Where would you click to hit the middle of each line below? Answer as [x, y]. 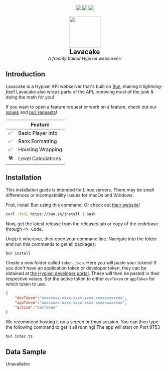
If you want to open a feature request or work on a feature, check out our [81, 107]
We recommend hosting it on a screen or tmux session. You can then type [82, 322]
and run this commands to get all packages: [51, 244]
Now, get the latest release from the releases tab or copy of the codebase [82, 224]
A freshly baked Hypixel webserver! [85, 58]
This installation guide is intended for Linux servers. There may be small [80, 190]
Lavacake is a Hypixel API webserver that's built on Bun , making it [74, 86]
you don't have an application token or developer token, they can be [76, 268]
